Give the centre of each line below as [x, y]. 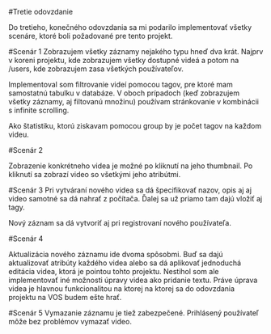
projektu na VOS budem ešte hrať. [65, 297]
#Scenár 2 [25, 150]
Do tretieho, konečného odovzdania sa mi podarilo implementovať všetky [130, 27]
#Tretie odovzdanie [41, 12]
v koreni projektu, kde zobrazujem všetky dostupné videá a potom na [124, 60]
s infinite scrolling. [39, 110]
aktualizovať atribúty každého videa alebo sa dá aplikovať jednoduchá [125, 263]
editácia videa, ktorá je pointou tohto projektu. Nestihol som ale [114, 271]
